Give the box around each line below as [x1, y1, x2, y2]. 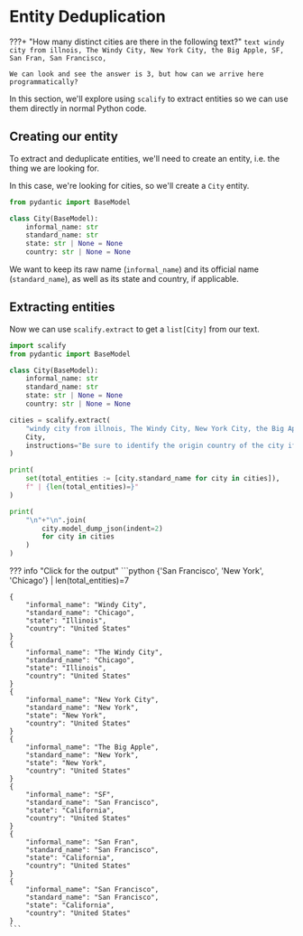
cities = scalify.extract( [9, 416, 111, 425]
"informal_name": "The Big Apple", [25, 743, 160, 752]
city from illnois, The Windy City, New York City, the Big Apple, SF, [9, 45, 284, 55]
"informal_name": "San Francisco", [25, 885, 160, 894]
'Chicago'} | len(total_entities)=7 [9, 576, 129, 586]
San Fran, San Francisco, [9, 53, 106, 62]
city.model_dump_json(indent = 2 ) [41, 524, 164, 533]
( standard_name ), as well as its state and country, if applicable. [9, 274, 239, 284]
